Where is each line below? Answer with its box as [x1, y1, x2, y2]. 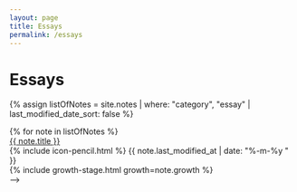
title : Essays [9, 22, 63, 31]
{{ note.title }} [9, 136, 61, 147]
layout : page [9, 13, 59, 23]
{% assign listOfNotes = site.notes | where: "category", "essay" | [9, 99, 251, 110]
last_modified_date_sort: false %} [9, 109, 134, 120]
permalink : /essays [9, 30, 83, 39]
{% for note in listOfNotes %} [9, 126, 120, 137]
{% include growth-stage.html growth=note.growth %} [9, 165, 214, 176]
